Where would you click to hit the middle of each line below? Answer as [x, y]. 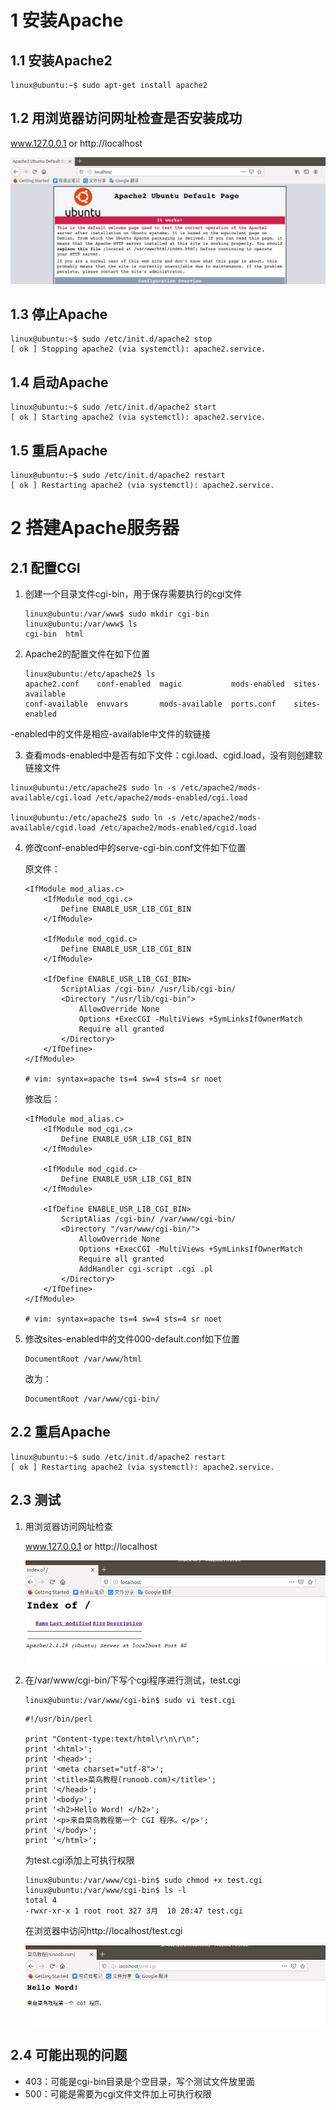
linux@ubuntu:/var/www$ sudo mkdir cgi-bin [117, 614]
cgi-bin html [54, 634]
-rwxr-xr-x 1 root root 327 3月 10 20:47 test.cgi [134, 1911]
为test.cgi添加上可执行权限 [79, 1860]
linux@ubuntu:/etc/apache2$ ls [90, 674]
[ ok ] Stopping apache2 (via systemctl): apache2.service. [138, 349]
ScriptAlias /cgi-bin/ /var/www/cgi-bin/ [149, 1219]
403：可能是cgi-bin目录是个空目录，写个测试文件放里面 [139, 2081]
